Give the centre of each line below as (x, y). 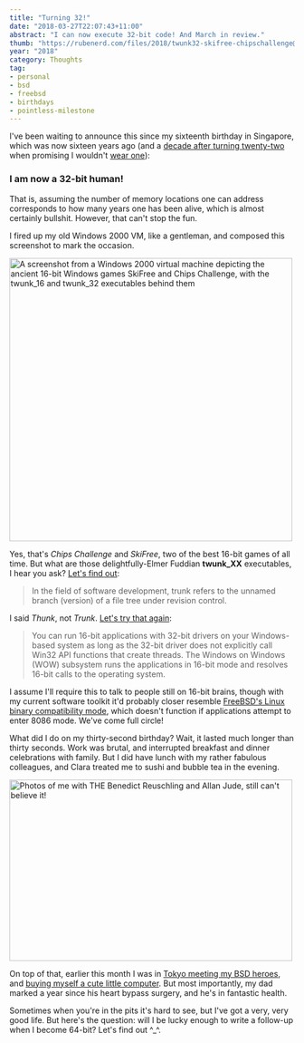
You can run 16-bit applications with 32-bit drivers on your (140, 635)
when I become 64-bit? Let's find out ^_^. (85, 1029)
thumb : (22, 43)
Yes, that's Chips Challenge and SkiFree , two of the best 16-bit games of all (150, 554)
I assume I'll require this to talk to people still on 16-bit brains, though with (147, 691)
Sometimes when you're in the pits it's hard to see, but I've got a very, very (149, 1010)
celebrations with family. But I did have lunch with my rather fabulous (138, 757)
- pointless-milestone (52, 111)
